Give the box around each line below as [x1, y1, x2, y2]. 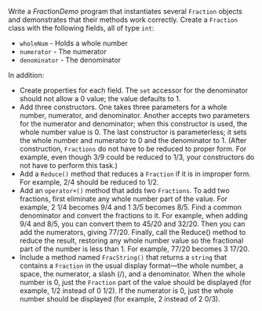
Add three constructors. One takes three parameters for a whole [19, 102, 227, 112]
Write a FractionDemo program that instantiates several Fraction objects [8, 7, 243, 16]
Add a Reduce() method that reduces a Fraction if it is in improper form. [19, 169, 251, 178]
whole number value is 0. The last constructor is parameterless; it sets [19, 127, 247, 137]
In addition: [8, 71, 45, 79]
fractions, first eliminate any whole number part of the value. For [19, 194, 228, 203]
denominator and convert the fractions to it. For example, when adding [19, 211, 249, 220]
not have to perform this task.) [19, 161, 118, 170]
